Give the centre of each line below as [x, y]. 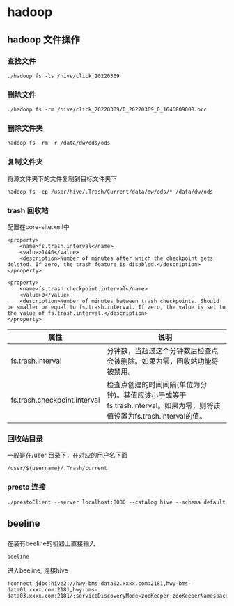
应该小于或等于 [162, 396]
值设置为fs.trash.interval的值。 [157, 417]
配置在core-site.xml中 [38, 227]
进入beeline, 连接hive [38, 570]
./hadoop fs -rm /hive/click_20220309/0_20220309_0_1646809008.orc [107, 110]
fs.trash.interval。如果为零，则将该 [164, 406]
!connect [20, 583]
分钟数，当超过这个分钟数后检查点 [163, 351]
